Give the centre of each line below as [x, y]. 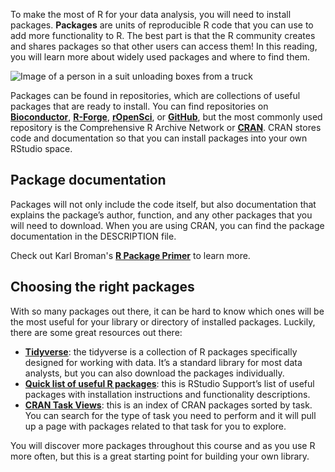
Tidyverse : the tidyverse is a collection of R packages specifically [161, 351]
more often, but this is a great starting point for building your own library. [160, 456]
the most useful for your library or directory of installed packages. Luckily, [163, 321]
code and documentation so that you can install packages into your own [159, 138]
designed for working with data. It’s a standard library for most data [163, 362]
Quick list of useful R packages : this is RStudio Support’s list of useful [169, 383]
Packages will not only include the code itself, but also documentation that [163, 204]
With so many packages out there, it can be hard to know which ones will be [167, 311]
